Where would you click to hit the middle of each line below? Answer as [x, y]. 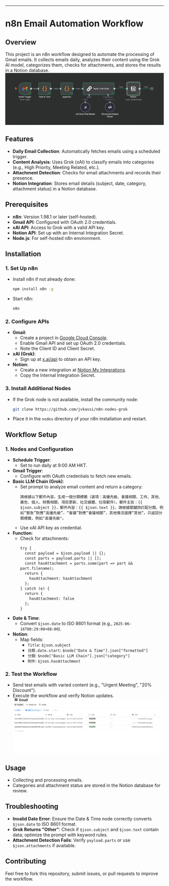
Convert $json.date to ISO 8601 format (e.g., [66, 623]
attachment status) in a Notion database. [55, 188]
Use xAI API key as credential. [51, 528]
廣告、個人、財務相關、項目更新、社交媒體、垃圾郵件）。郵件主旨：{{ [81, 502]
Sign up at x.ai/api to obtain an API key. [61, 359]
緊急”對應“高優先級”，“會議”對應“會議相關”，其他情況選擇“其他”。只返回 [92, 513]
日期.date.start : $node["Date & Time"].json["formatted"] [88, 650]
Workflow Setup [31, 435]
